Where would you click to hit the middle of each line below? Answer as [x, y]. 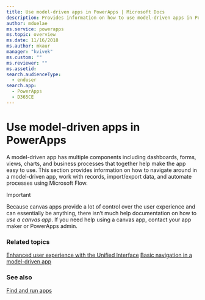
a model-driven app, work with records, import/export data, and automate [99, 176]
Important [19, 195]
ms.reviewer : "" [27, 63]
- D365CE [23, 97]
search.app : [21, 86]
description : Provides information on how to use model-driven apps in [99, 18]
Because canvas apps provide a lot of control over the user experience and [101, 206]
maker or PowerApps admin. [42, 226]
